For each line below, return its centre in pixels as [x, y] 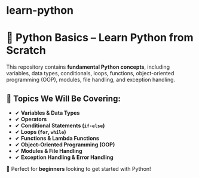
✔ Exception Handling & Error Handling [64, 157]
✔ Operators [31, 119]
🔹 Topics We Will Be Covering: [63, 98]
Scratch [26, 50]
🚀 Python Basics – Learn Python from [100, 38]
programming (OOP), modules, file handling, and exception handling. [91, 80]
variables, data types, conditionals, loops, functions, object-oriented [90, 73]
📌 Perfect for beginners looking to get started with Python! [79, 168]
